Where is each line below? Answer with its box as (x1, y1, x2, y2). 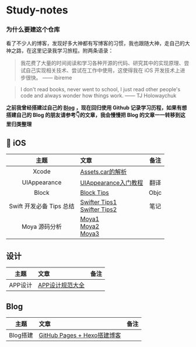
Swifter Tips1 (80, 198, 117, 207)
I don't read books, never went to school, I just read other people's (20, 86, 181, 93)
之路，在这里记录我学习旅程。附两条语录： (10, 47, 114, 54)
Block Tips (80, 188, 109, 197)
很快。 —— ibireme (25, 74, 72, 81)
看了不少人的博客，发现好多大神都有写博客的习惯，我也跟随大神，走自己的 (6, 40, 185, 47)
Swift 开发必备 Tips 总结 (9, 202, 75, 211)
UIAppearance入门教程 (80, 179, 143, 187)
